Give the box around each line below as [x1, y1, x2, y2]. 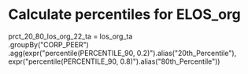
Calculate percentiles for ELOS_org [8, 6, 242, 24]
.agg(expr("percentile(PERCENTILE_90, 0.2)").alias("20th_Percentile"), [8, 48, 237, 57]
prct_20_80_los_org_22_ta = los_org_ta [8, 31, 133, 41]
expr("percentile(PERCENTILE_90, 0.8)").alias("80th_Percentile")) [8, 57, 220, 66]
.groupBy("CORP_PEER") [8, 39, 89, 49]
